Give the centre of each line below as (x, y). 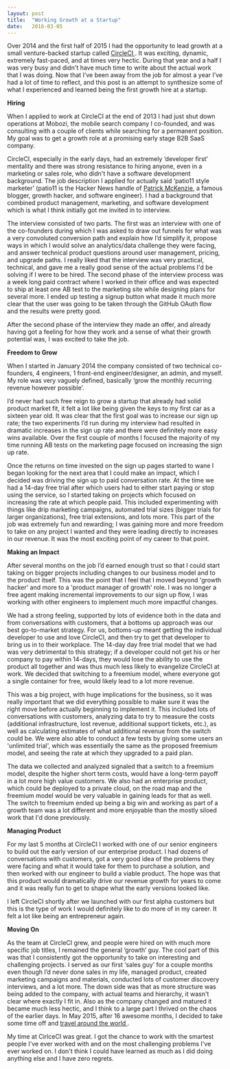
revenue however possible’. (46, 388)
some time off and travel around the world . (68, 1024)
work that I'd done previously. (49, 818)
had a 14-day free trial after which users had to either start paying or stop (111, 488)
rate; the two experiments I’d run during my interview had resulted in (104, 423)
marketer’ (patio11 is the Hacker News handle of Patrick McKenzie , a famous (115, 188)
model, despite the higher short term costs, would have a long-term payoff (113, 774)
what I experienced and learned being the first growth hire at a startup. (107, 89)
